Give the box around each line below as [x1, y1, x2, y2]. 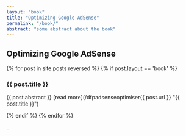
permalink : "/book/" [6, 20, 59, 26]
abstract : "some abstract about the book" [6, 26, 116, 32]
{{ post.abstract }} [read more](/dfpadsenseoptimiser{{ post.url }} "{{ [6, 94, 180, 101]
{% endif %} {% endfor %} [6, 112, 74, 120]
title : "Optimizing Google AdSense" [6, 15, 99, 21]
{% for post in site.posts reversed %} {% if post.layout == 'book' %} [6, 65, 178, 72]
